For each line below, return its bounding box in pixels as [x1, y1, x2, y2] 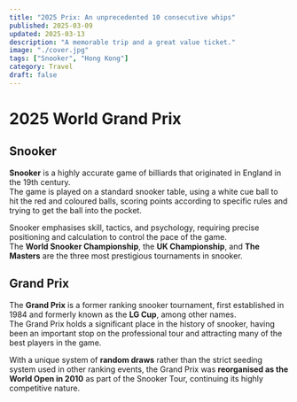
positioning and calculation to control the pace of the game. [9, 231, 228, 242]
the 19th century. [9, 176, 71, 187]
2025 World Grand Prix [9, 108, 182, 128]
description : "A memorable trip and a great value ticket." [9, 37, 237, 47]
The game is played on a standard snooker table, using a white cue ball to [9, 186, 279, 197]
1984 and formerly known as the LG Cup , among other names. [9, 309, 237, 320]
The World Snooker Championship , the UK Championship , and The [9, 241, 260, 251]
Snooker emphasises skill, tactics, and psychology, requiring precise [9, 222, 260, 233]
